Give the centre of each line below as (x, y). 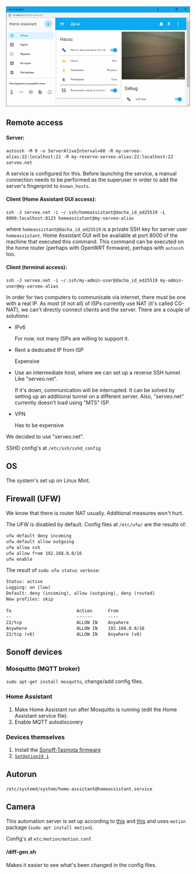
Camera (21, 807)
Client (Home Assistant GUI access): (51, 199)
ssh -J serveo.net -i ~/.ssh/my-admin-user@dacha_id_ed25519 (82, 280)
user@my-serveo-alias (32, 286)
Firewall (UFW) (34, 499)
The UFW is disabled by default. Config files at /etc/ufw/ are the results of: (96, 524)
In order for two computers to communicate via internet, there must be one (96, 297)
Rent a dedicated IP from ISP (49, 350)
